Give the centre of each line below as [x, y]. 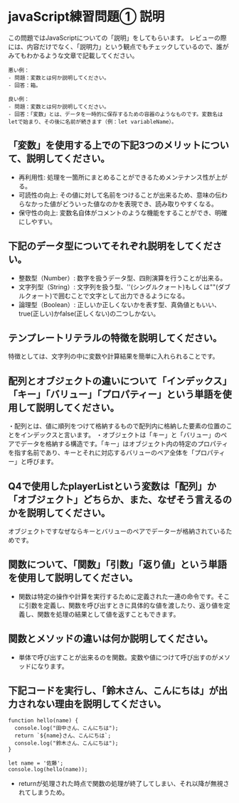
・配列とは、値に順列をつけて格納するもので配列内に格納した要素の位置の [117, 426]
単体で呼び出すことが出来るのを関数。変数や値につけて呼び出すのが [118, 657]
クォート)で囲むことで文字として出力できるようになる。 [107, 296]
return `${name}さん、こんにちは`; [63, 736]
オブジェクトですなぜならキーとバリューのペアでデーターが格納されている [117, 531]
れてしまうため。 [43, 792]
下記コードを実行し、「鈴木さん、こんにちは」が [113, 691]
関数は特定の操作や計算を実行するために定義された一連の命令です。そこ [124, 596]
